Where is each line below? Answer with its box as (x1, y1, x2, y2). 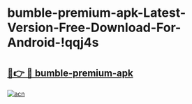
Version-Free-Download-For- (7, 20, 182, 36)
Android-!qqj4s (7, 35, 99, 50)
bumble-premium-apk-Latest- (7, 5, 186, 21)
